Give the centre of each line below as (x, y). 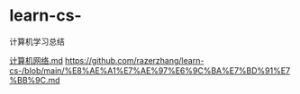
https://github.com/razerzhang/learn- (134, 60)
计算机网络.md (36, 60)
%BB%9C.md (35, 80)
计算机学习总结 (37, 41)
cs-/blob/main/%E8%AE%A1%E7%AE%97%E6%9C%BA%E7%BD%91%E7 (150, 70)
